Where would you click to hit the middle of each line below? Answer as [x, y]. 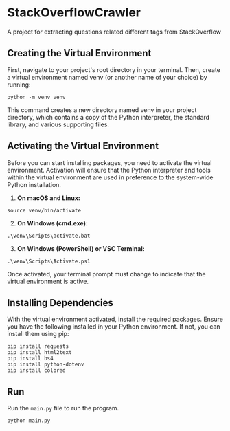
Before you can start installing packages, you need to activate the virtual [110, 162]
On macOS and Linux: [48, 198]
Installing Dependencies [60, 303]
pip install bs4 [30, 359]
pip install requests [38, 346]
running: [19, 85]
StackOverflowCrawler [74, 13]
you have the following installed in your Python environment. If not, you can [114, 327]
